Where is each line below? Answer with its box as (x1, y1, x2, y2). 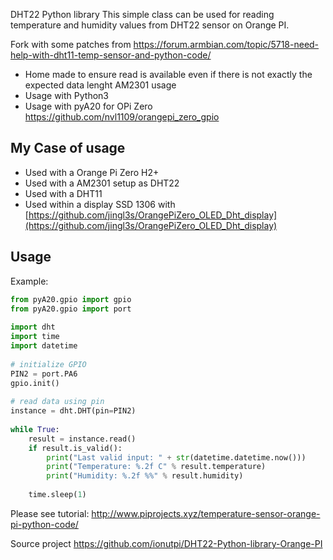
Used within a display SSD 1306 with (24, 198, 176, 210)
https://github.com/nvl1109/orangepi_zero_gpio (24, 111, 220, 123)
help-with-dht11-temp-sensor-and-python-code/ (10, 49, 212, 61)
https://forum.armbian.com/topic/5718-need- (133, 39, 320, 50)
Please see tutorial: (10, 507, 90, 519)
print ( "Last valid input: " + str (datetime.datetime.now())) (46, 452, 307, 463)
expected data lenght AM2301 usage (24, 79, 177, 91)
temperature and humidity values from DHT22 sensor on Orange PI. (10, 19, 290, 31)
